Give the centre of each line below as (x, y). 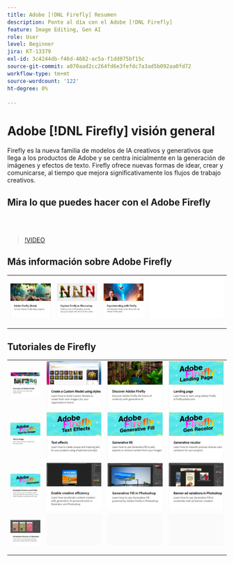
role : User (23, 37)
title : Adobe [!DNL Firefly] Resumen (62, 15)
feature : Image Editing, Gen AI (54, 29)
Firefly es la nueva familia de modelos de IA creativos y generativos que (110, 151)
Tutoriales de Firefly (52, 347)
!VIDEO (34, 240)
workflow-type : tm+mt (39, 73)
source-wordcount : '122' (43, 81)
